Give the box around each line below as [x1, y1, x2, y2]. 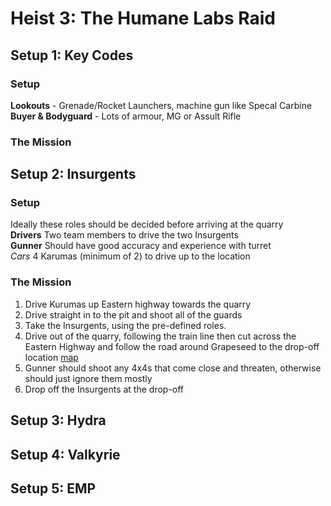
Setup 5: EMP [10, 480, 97, 497]
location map [24, 351, 79, 363]
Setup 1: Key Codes [10, 47, 134, 64]
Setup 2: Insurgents [10, 166, 137, 183]
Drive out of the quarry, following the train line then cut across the [24, 330, 297, 342]
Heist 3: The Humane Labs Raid [10, 7, 276, 30]
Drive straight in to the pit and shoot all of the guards [24, 308, 243, 321]
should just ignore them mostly [24, 372, 153, 384]
